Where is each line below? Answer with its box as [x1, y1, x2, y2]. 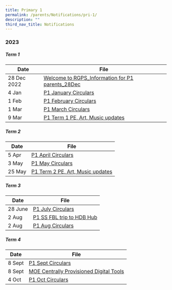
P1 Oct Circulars [29, 276, 69, 283]
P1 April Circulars [31, 151, 74, 159]
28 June [8, 206, 28, 213]
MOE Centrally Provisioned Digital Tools [29, 268, 124, 275]
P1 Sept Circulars [29, 259, 71, 266]
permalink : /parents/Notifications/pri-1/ [5, 12, 97, 17]
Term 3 [5, 182, 21, 188]
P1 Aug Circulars [33, 222, 74, 229]
